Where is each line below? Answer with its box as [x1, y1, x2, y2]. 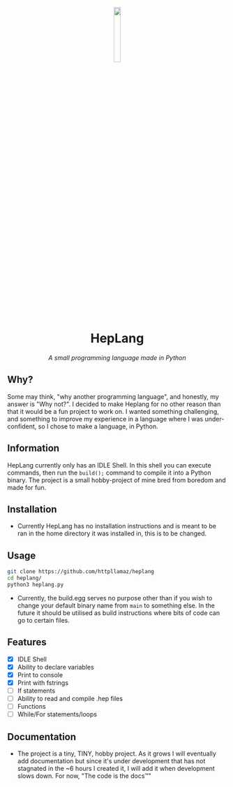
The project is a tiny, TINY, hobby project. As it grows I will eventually [17, 749, 216, 758]
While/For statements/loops [17, 710, 98, 719]
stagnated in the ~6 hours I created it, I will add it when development [17, 764, 215, 772]
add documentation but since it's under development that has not [17, 756, 206, 765]
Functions [17, 702, 47, 710]
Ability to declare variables [17, 663, 94, 671]
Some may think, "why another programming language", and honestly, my [7, 392, 220, 400]
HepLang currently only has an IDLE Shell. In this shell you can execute [7, 461, 211, 469]
